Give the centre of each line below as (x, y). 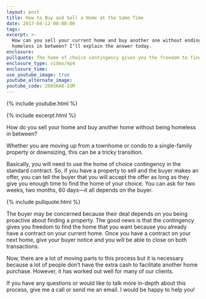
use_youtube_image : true (38, 75)
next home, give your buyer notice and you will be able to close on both (97, 240)
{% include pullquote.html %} (44, 202)
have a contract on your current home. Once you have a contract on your (99, 233)
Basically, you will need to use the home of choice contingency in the (94, 164)
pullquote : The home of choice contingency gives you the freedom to (97, 58)
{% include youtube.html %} (42, 104)
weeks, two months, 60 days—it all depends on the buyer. (80, 190)
